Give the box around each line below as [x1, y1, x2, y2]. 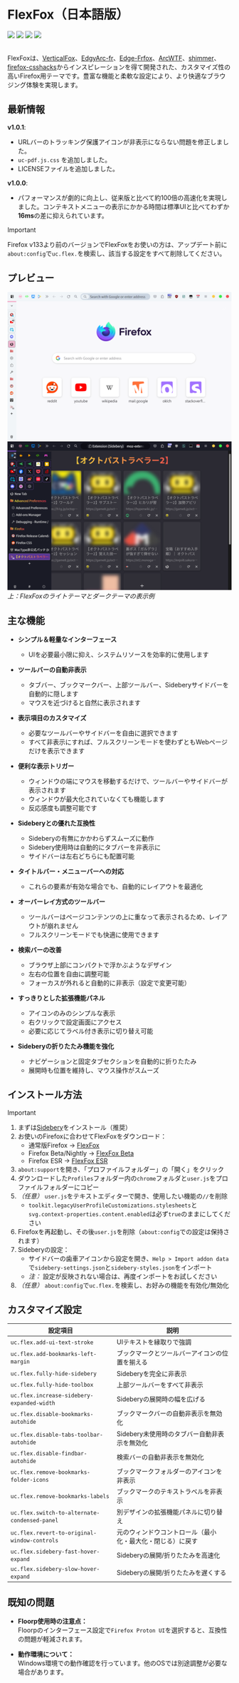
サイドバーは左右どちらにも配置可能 [28, 851, 135, 860]
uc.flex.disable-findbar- [10, 1450, 87, 1457]
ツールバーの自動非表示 [17, 665, 87, 674]
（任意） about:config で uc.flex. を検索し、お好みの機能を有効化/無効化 [17, 1280, 229, 1289]
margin [10, 1358, 30, 1365]
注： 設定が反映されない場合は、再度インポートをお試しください [28, 1272, 218, 1280]
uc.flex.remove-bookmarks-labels [10, 1492, 110, 1500]
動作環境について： [17, 1649, 75, 1658]
